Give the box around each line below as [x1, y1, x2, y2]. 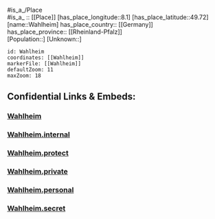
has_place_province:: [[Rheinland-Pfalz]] [7, 27, 122, 36]
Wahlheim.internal [7, 130, 70, 139]
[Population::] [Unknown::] [7, 35, 82, 43]
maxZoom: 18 [7, 72, 41, 79]
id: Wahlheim [7, 48, 45, 55]
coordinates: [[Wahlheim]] [7, 54, 84, 61]
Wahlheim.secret [7, 203, 66, 213]
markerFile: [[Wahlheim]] [7, 60, 81, 67]
